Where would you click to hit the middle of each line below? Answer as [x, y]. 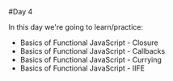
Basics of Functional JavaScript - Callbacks [93, 51]
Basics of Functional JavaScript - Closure [89, 43]
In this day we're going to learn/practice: [76, 27]
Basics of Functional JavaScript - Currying [91, 60]
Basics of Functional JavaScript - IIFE [82, 68]
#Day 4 [21, 12]
